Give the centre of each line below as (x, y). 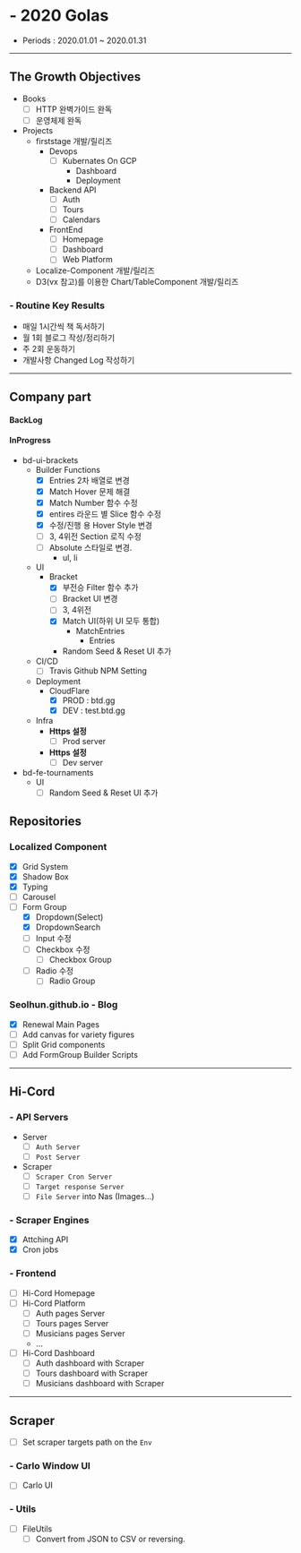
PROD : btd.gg (89, 700)
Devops (63, 151)
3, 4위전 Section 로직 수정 (95, 536)
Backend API (73, 190)
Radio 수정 (55, 971)
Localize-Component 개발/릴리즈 (95, 270)
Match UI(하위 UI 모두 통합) (111, 621)
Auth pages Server (70, 1313)
